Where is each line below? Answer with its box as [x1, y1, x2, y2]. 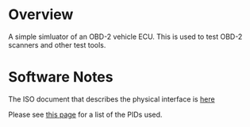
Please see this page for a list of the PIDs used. [8, 110, 163, 119]
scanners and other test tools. [8, 40, 106, 49]
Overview [8, 6, 74, 24]
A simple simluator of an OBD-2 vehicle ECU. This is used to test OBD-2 [8, 32, 243, 41]
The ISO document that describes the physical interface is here [8, 94, 216, 104]
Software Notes [8, 68, 113, 87]
